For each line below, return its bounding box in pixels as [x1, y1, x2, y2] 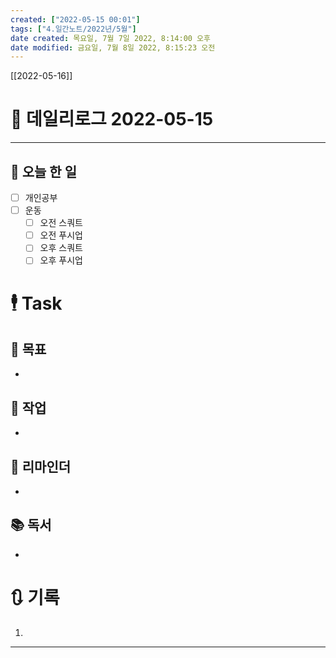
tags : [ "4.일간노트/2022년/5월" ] [10, 24, 137, 34]
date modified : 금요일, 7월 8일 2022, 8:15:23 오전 [10, 42, 216, 53]
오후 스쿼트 [39, 242, 83, 254]
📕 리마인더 [10, 458, 72, 475]
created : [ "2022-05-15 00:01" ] [10, 14, 141, 25]
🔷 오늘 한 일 [10, 163, 77, 180]
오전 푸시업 [39, 229, 83, 241]
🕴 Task [10, 292, 63, 315]
